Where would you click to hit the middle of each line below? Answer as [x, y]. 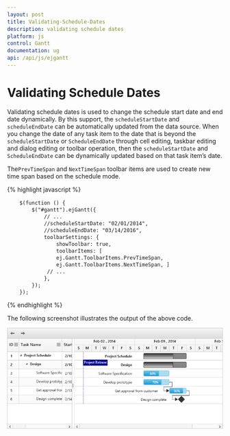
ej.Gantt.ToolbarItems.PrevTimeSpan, [110, 257]
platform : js [26, 36]
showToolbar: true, [84, 244]
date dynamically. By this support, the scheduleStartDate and [93, 119]
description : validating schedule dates [66, 29]
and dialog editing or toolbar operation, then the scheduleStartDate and [108, 148]
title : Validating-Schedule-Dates [56, 22]
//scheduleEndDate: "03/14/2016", [93, 230]
